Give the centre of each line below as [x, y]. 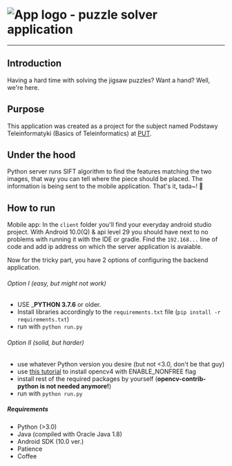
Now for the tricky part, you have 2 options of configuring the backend [108, 260]
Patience [30, 449]
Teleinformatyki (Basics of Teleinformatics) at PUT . [79, 133]
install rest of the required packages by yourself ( [87, 379]
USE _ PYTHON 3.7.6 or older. [59, 305]
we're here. [23, 87]
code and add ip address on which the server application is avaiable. [105, 247]
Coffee [27, 456]
